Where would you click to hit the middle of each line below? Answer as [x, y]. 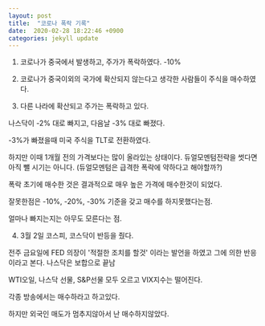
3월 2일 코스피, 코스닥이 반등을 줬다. [77, 236]
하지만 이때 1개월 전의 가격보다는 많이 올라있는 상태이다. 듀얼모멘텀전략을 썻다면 [133, 157]
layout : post [30, 16]
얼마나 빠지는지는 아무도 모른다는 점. [65, 218]
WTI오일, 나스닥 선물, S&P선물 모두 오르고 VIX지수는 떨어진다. [106, 280]
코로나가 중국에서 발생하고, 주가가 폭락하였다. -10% [100, 62]
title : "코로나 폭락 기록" [49, 23]
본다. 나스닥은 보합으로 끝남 [72, 263]
